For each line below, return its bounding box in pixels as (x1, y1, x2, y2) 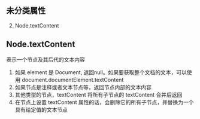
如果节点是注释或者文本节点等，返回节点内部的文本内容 (14, 83, 151, 91)
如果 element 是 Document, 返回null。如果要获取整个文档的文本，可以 (14, 68, 187, 76)
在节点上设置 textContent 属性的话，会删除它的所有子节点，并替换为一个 (14, 98, 194, 106)
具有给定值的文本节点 (14, 106, 68, 113)
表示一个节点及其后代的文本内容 (6, 56, 85, 63)
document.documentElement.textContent (22, 76, 124, 83)
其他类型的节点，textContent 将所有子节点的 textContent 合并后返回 (14, 91, 183, 98)
